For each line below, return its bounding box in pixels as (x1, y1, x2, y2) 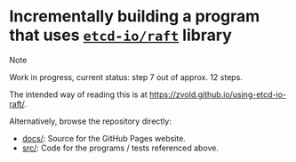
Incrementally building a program (9, 6, 260, 27)
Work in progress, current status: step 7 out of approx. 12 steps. (9, 71, 243, 82)
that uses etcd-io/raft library (9, 25, 233, 45)
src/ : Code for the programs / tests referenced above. (21, 142, 220, 153)
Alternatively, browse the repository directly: (9, 116, 172, 126)
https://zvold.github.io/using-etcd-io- (149, 89, 287, 100)
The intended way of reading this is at (9, 89, 148, 100)
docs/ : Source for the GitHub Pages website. (21, 133, 187, 143)
